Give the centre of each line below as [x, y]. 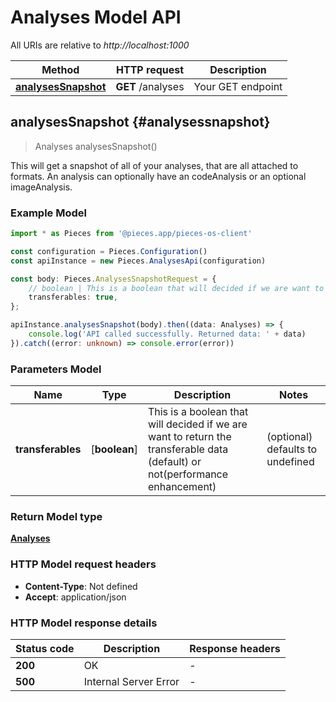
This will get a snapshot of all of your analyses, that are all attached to [154, 165]
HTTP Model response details [84, 623]
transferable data [188, 449]
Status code [45, 648]
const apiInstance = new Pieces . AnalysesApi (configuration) [138, 261]
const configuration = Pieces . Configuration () [109, 251]
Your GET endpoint [238, 86]
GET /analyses [150, 86]
